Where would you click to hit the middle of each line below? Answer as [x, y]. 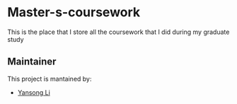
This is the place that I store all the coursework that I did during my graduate [118, 32]
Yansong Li [34, 92]
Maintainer [32, 62]
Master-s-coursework [74, 12]
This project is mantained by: [50, 79]
